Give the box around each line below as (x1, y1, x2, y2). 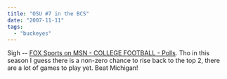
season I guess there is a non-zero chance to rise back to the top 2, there (7, 57, 220, 65)
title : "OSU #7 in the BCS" (7, 10, 90, 17)
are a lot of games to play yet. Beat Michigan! (7, 64, 138, 72)
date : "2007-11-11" (7, 17, 65, 24)
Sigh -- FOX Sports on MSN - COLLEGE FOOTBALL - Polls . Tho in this (7, 49, 209, 57)
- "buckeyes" (13, 29, 52, 37)
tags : (7, 23, 23, 30)
